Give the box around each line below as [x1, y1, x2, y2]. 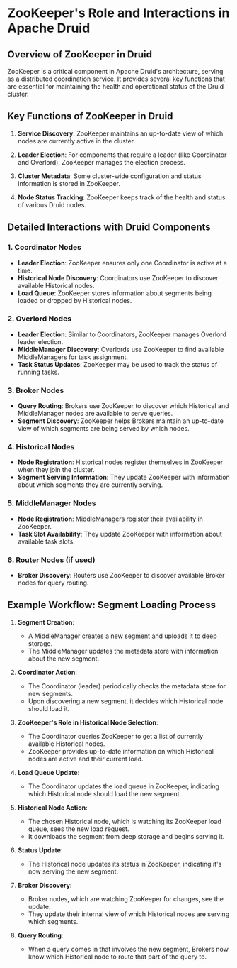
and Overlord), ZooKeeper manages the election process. [17, 158, 186, 166]
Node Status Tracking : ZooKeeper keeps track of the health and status [17, 193, 226, 202]
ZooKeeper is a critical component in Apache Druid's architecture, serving [7, 67, 224, 75]
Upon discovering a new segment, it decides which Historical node [28, 697, 224, 705]
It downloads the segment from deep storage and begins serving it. [28, 832, 225, 840]
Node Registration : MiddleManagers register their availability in [17, 515, 204, 523]
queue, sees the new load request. [28, 825, 129, 833]
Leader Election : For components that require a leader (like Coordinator [17, 150, 227, 159]
